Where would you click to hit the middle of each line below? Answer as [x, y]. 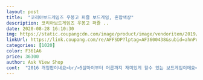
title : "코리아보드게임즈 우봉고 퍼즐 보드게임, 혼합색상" [70, 17]
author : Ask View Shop [35, 62]
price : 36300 [23, 57]
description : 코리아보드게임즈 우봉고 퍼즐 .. [58, 23]
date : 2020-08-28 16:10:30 [40, 29]
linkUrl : [17, 40]
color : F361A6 [24, 51]
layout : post [23, 12]
